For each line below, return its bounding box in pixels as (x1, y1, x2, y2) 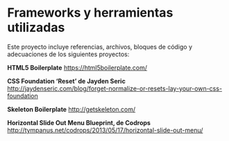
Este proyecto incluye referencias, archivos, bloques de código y (7, 42, 193, 51)
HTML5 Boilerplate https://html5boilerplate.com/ (7, 63, 148, 72)
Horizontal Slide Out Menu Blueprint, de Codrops (7, 118, 151, 126)
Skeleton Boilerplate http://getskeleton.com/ (7, 105, 136, 113)
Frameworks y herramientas (7, 5, 173, 21)
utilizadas (7, 19, 65, 35)
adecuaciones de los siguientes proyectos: (7, 50, 130, 58)
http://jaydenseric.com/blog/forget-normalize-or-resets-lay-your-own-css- (7, 84, 223, 92)
